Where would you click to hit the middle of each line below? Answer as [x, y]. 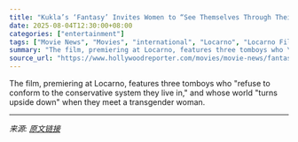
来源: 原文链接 [35, 128]
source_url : [31, 58]
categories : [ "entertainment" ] [67, 34]
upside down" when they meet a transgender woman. [107, 102]
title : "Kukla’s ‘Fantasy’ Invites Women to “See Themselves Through [141, 17]
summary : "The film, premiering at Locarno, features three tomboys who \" [152, 50]
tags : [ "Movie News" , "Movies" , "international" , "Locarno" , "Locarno [142, 42]
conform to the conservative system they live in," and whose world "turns [143, 93]
